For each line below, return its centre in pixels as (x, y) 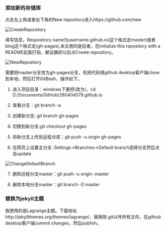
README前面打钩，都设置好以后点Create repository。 (60, 52)
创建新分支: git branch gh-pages (45, 116)
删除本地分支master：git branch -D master (56, 185)
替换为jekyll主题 (25, 199)
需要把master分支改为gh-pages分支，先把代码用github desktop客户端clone (83, 73)
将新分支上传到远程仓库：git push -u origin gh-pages (67, 137)
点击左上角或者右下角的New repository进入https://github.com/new (73, 20)
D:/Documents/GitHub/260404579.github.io (57, 95)
